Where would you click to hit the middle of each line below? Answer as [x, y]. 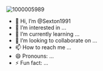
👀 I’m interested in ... [41, 28]
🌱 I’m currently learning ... [47, 34]
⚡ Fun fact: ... [32, 63]
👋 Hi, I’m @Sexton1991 [43, 21]
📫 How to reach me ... [43, 47]
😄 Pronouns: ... [35, 56]
